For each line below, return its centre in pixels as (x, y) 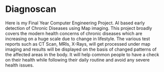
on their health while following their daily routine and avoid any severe (77, 60)
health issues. (20, 65)
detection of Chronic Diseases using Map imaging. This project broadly (79, 28)
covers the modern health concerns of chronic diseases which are (74, 33)
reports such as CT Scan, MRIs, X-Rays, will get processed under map (78, 44)
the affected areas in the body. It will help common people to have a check (82, 54)
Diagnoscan (31, 9)
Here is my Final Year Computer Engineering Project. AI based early (75, 23)
